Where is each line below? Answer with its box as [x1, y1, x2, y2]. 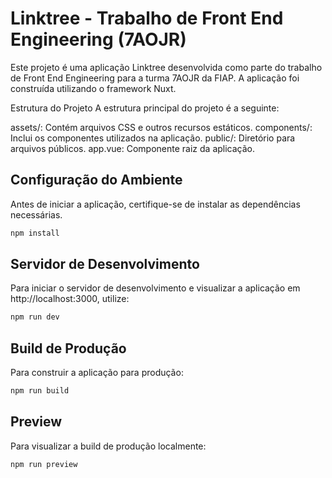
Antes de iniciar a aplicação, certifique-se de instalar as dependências [10, 198, 301, 210]
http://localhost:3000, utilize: [10, 293, 130, 305]
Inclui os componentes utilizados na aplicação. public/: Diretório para [10, 132, 296, 144]
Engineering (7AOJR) [10, 28, 187, 51]
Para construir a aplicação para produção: [10, 367, 184, 379]
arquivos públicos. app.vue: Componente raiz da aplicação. [10, 142, 256, 154]
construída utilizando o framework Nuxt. [10, 82, 177, 94]
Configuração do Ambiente [10, 172, 183, 189]
